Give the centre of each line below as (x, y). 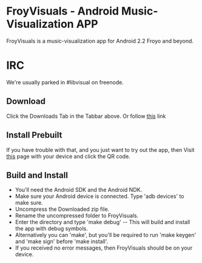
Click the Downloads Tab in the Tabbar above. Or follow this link (86, 116)
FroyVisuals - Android (63, 11)
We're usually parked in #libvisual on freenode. (65, 82)
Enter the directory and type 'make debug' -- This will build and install (103, 222)
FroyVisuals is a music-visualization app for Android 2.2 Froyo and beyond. (100, 41)
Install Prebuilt (34, 135)
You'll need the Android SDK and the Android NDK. (79, 190)
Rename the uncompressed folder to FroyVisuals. (77, 216)
